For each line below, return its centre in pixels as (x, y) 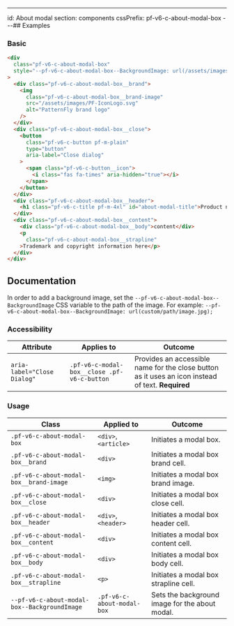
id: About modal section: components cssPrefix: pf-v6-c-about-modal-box (114, 18)
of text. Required (162, 385)
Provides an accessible (172, 359)
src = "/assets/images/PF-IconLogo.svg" (82, 103)
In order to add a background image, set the (70, 298)
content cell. (171, 543)
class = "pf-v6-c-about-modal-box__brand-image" (94, 97)
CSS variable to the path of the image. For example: (130, 305)
